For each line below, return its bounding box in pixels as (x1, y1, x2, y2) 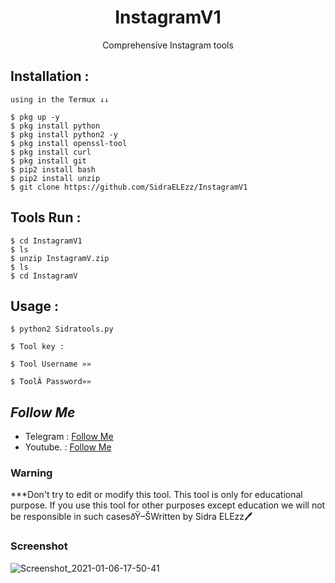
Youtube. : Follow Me (24, 441, 112, 453)
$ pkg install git (10, 156, 87, 166)
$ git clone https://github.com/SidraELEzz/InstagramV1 (10, 182, 248, 192)
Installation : (10, 68, 90, 85)
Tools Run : (10, 209, 82, 226)
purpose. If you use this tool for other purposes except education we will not (10, 499, 326, 511)
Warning (10, 466, 53, 480)
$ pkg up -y (10, 112, 60, 122)
